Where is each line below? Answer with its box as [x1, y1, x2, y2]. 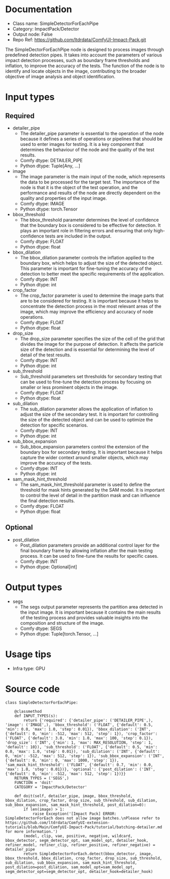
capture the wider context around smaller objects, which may [20, 454, 149, 461]
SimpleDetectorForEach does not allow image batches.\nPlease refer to [5, 815, 160, 821]
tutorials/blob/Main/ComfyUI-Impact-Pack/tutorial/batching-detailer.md [5, 825, 162, 830]
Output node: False [12, 31, 53, 37]
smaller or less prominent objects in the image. [20, 384, 118, 390]
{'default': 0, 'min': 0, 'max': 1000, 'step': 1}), [5, 757, 119, 763]
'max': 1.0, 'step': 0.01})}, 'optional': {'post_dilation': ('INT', [5, 767, 156, 772]
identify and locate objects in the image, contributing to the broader [5, 68, 147, 74]
